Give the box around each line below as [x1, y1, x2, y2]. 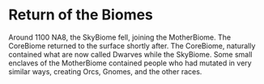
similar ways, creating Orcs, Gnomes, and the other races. [8, 66, 202, 76]
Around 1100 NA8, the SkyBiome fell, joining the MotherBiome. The [8, 32, 232, 42]
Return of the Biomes [8, 6, 154, 24]
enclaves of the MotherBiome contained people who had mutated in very [8, 58, 253, 68]
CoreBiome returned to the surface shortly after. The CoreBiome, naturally [8, 40, 256, 50]
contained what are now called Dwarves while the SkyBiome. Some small [8, 49, 253, 59]
